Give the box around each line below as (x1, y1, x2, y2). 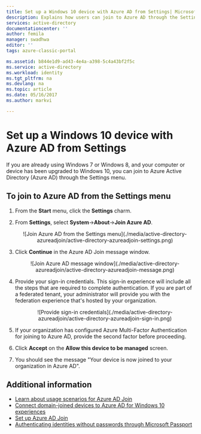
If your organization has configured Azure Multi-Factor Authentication (14, 326, 187, 333)
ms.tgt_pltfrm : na (6, 75, 52, 81)
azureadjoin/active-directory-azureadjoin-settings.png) (36, 236, 173, 244)
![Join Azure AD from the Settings (23, 230, 106, 237)
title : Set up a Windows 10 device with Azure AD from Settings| (6, 8, 172, 15)
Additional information (6, 380, 92, 390)
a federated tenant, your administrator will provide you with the (14, 290, 170, 298)
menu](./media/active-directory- (107, 230, 187, 237)
